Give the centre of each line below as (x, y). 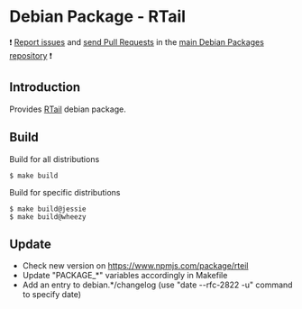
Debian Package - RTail (98, 17)
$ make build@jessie (48, 209)
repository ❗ (31, 55)
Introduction (45, 87)
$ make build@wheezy (48, 217)
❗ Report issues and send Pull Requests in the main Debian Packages (137, 41)
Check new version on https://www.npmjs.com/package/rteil (135, 266)
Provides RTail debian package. (68, 109)
